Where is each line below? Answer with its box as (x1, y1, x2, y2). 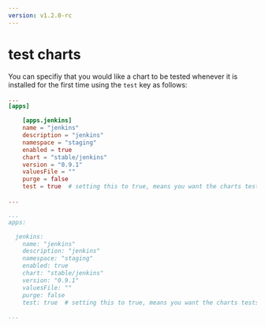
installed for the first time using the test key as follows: (8, 80, 188, 89)
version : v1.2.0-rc (8, 11, 73, 20)
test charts (8, 45, 81, 63)
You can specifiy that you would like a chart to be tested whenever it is (8, 72, 238, 81)
